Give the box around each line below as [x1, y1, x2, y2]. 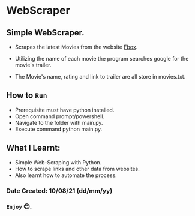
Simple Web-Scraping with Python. [14, 158, 102, 166]
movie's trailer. [14, 61, 52, 68]
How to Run [6, 91, 47, 101]
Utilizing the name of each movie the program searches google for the [14, 55, 189, 62]
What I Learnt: [6, 143, 61, 153]
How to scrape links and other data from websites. [14, 165, 140, 172]
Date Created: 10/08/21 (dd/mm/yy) [6, 187, 113, 195]
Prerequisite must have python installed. [14, 106, 115, 113]
